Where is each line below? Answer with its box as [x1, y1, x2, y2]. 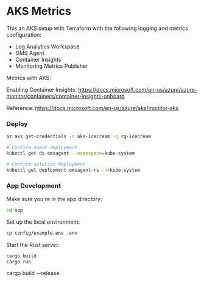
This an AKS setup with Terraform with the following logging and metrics [6, 24, 189, 32]
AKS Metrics [6, 4, 72, 18]
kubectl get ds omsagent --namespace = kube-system [6, 150, 135, 156]
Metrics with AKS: [6, 74, 52, 81]
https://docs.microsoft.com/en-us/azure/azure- [78, 86, 198, 93]
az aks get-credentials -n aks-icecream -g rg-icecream [6, 133, 151, 140]
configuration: [6, 31, 41, 38]
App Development [6, 182, 61, 190]
